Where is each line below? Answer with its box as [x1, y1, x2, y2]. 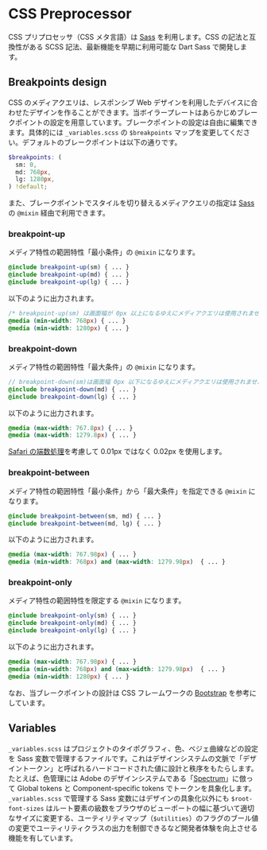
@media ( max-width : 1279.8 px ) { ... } [8, 431, 137, 440]
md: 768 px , [15, 168, 52, 176]
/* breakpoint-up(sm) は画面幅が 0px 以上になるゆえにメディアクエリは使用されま [8, 309, 254, 318]
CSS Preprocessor [8, 5, 133, 23]
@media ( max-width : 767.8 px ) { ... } [8, 424, 133, 432]
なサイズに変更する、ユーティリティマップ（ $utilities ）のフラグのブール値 [8, 813, 259, 823]
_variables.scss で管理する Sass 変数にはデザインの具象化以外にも [8, 793, 230, 803]
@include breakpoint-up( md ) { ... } [8, 271, 130, 279]
